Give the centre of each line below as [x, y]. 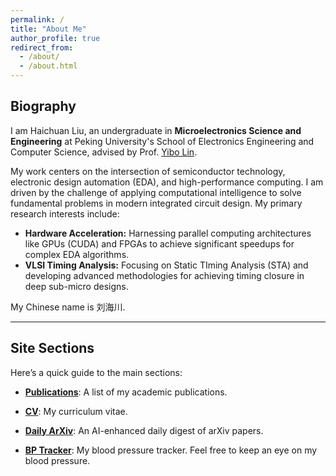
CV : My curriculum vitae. [76, 411]
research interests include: [65, 213]
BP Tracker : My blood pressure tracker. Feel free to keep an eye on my [171, 450]
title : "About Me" [48, 29]
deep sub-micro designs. [76, 286]
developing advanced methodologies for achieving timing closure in [164, 275]
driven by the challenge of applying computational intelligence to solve [156, 192]
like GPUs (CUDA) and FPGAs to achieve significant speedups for [159, 243]
